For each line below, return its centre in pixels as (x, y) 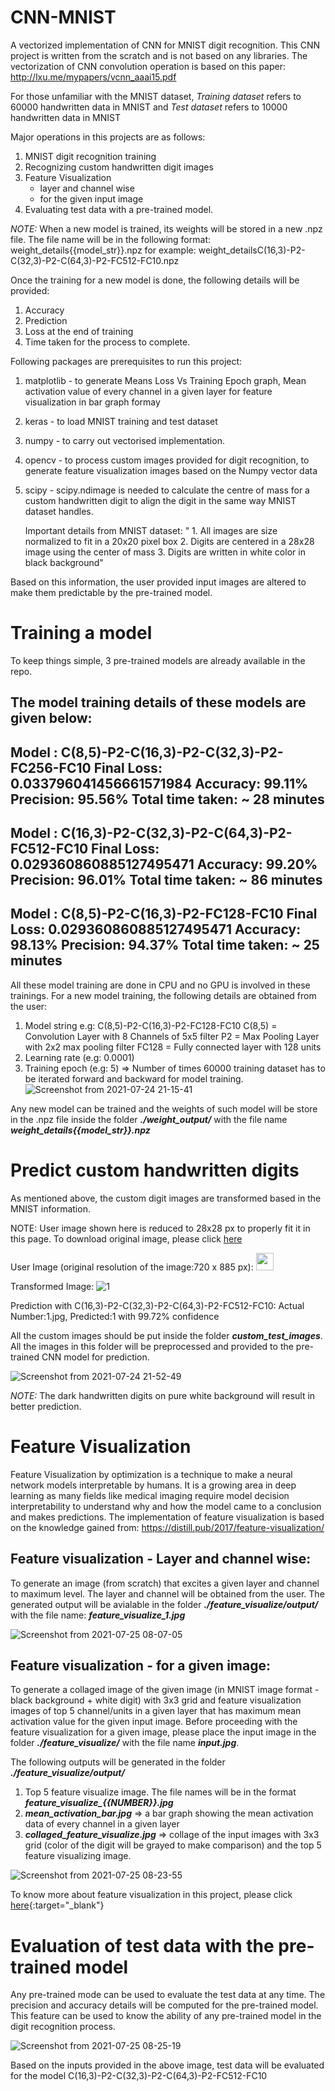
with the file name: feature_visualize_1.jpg (98, 1615)
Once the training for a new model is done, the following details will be (155, 280)
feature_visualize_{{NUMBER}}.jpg (99, 1803)
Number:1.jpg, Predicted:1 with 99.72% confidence (115, 1316)
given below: (51, 718)
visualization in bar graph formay (92, 402)
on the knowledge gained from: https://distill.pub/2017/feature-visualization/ (167, 1527)
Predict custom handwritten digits (155, 1170)
